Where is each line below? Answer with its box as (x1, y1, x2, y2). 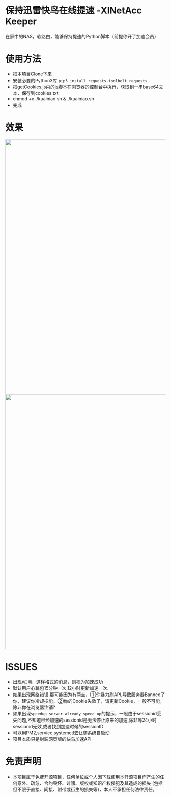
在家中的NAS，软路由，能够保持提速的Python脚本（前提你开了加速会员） (5, 33, 159, 39)
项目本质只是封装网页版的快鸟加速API (12, 736, 92, 742)
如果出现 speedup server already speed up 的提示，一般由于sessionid (12, 710, 157, 716)
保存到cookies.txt (21, 90, 59, 96)
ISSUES (5, 661, 38, 673)
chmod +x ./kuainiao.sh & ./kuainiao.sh (12, 95, 94, 102)
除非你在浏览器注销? (12, 704, 55, 710)
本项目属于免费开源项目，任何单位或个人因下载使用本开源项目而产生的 (12, 774, 160, 780)
